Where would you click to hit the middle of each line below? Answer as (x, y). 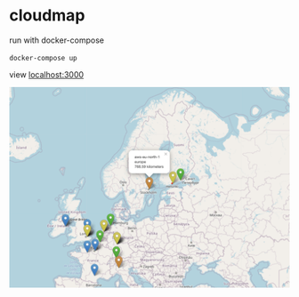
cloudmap (47, 16)
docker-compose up (43, 58)
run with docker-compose (57, 40)
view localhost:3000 (47, 74)
